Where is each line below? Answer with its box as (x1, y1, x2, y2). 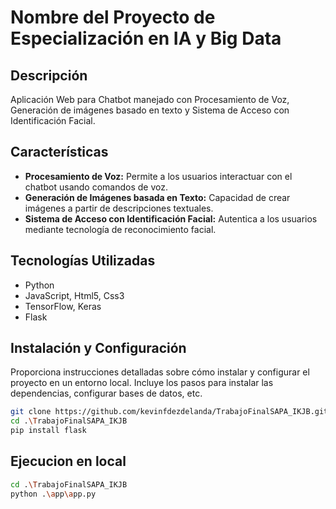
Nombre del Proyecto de (10, 6, 216, 29)
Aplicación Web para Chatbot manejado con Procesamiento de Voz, (10, 94, 290, 105)
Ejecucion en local (10, 453, 127, 470)
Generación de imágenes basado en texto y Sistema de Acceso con (10, 104, 290, 116)
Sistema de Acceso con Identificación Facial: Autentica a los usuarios (24, 212, 318, 225)
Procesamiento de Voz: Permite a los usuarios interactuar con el (24, 170, 293, 182)
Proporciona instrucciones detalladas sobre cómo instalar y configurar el (10, 366, 310, 378)
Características (10, 144, 109, 161)
